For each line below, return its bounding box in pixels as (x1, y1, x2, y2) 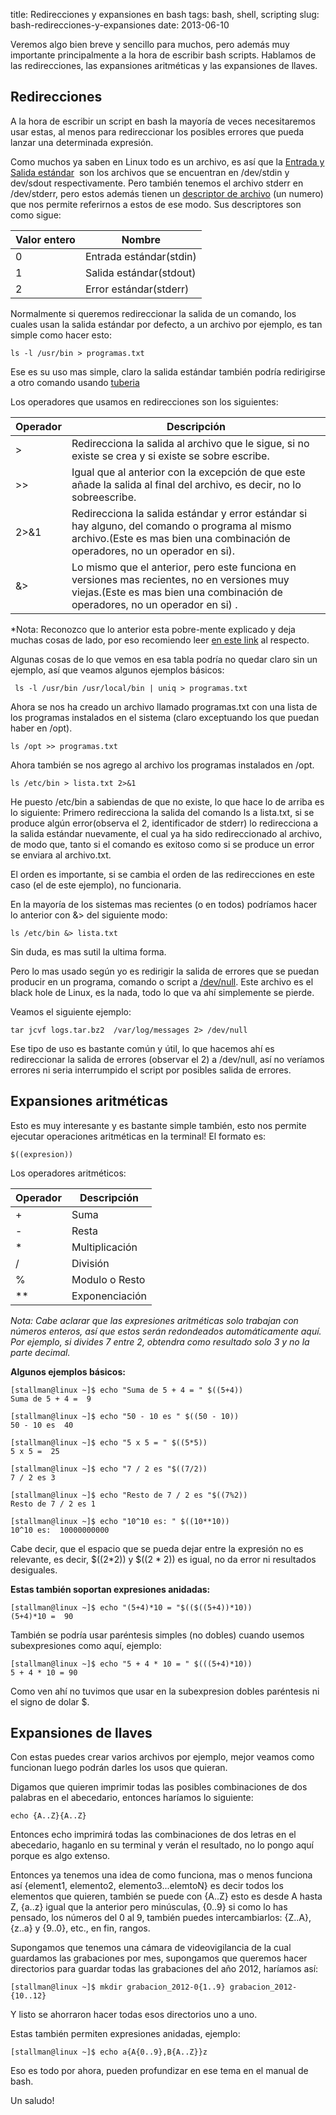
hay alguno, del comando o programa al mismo (71, 519, 292, 533)
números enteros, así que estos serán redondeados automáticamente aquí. (10, 1325, 322, 1337)
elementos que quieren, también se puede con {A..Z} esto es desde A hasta (10, 1890, 323, 1903)
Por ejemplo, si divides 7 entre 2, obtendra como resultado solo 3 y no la (10, 1335, 310, 1348)
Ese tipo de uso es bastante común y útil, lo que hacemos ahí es (10, 1042, 275, 1054)
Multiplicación (71, 1240, 138, 1254)
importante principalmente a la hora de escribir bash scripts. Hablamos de (10, 49, 317, 61)
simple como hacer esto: (10, 329, 113, 341)
